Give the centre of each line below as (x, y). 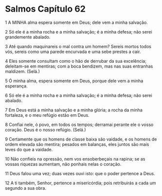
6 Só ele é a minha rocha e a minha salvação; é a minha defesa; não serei (79, 95)
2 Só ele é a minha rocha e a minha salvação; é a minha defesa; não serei (79, 32)
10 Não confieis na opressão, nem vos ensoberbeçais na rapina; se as (75, 159)
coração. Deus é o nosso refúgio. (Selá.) (45, 129)
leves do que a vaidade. (29, 149)
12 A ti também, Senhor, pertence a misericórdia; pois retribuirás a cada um (81, 183)
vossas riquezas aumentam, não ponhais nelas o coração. (63, 164)
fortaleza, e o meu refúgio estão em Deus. (47, 115)
